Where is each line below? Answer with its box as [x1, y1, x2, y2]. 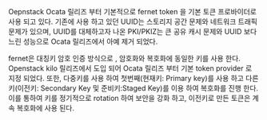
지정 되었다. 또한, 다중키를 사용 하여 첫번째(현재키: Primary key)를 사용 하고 [8, 74, 244, 83]
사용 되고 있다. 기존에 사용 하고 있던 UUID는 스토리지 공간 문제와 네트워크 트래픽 [8, 17, 258, 26]
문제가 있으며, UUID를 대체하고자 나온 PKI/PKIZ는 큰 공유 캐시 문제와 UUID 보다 [8, 27, 257, 36]
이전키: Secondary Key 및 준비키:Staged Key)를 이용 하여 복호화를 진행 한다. [17, 83, 258, 93]
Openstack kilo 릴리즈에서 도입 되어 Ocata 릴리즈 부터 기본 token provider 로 [8, 64, 253, 73]
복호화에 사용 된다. [16, 103, 74, 113]
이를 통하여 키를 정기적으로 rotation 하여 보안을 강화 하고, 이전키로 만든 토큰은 [8, 94, 251, 103]
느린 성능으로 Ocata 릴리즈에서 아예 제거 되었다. [8, 37, 158, 46]
